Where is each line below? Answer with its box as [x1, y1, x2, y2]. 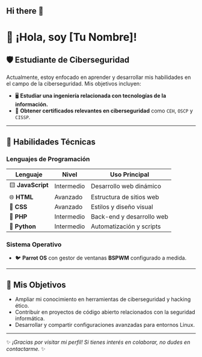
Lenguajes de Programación [6, 155, 90, 163]
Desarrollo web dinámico [91, 182, 161, 190]
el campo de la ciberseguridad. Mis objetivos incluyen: [6, 80, 141, 87]
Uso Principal [110, 170, 149, 179]
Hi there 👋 [6, 6, 44, 16]
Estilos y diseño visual [91, 203, 153, 211]
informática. [14, 315, 45, 322]
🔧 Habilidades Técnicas [6, 137, 96, 147]
